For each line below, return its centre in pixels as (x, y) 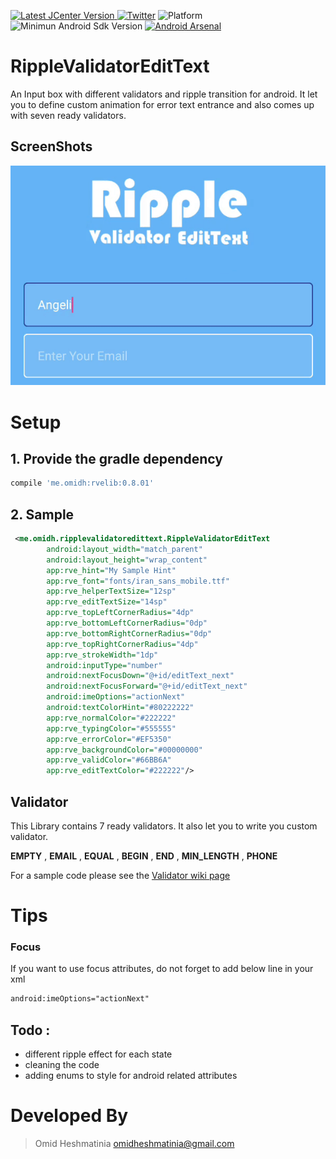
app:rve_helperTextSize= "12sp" (111, 591)
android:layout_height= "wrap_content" (127, 560)
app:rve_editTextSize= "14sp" (107, 602)
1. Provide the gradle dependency (116, 458)
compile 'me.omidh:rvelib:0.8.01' (82, 483)
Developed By (69, 1116)
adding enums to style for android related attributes (131, 1076)
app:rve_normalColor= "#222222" (111, 718)
